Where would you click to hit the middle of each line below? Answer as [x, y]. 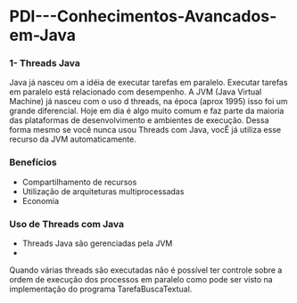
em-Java [42, 35]
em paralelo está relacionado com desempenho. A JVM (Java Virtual [136, 92]
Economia [41, 201]
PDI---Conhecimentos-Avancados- [143, 16]
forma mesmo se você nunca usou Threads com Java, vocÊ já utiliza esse [145, 130]
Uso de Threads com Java [67, 224]
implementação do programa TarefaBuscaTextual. [101, 289]
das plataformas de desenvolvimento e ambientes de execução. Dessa [139, 120]
